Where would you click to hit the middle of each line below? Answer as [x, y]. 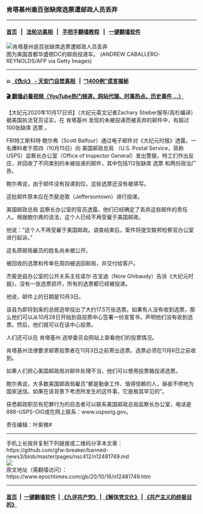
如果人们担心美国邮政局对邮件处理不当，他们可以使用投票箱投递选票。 [94, 371]
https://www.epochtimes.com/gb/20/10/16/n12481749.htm [79, 476]
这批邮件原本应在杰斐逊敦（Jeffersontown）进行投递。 [75, 197]
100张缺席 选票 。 [28, 128]
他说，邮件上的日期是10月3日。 [45, 297]
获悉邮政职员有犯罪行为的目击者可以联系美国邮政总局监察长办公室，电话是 [99, 404]
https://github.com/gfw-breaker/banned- [57, 450]
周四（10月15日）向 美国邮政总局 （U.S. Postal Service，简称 [108, 148]
